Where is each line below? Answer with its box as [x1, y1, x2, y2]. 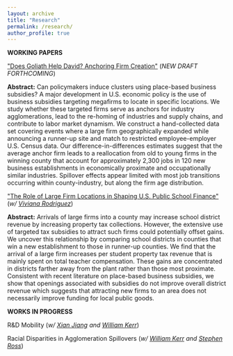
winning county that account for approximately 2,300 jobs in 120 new [7, 157, 206, 165]
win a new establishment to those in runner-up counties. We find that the [7, 242, 216, 251]
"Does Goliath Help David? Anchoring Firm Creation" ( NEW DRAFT [7, 62, 198, 70]
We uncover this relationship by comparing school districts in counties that [7, 235, 221, 244]
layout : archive [7, 10, 54, 17]
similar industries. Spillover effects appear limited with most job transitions [7, 171, 220, 180]
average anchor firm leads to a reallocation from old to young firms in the [7, 149, 217, 158]
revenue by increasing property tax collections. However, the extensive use [7, 220, 223, 229]
